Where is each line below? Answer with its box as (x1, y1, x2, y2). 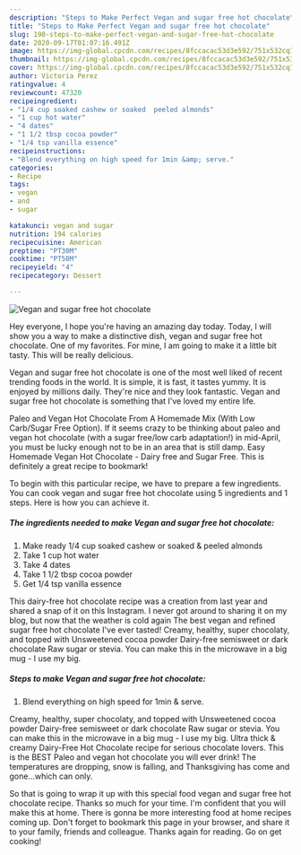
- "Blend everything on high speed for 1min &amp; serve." (9, 154, 235, 164)
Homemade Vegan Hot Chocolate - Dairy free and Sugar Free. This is (9, 450, 265, 462)
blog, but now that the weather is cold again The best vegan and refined (9, 615, 276, 625)
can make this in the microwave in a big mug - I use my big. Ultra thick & (9, 732, 276, 743)
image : (9, 47, 34, 56)
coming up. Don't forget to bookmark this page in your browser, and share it (9, 816, 289, 827)
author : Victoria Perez (9, 72, 99, 81)
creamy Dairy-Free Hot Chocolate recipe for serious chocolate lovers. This (9, 742, 285, 753)
